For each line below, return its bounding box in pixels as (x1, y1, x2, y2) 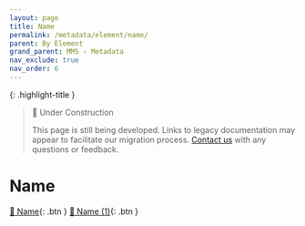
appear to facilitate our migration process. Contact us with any (31, 134, 267, 145)
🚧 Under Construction (31, 107, 114, 118)
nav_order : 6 (9, 65, 59, 74)
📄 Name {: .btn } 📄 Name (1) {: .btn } (9, 206, 139, 217)
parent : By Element (9, 38, 84, 48)
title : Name (9, 22, 55, 31)
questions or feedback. (31, 143, 119, 155)
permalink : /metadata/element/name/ (9, 30, 148, 39)
